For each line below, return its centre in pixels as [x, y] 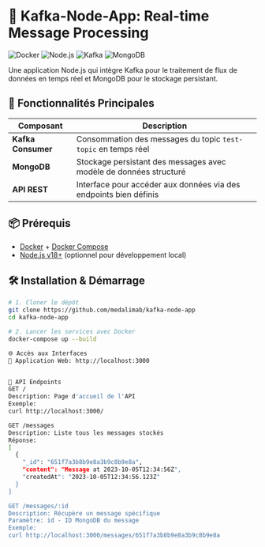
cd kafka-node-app [38, 318]
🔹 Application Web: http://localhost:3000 [79, 360]
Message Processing [78, 33]
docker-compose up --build [52, 339]
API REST [30, 189]
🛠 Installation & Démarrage [77, 280]
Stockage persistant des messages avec [151, 161]
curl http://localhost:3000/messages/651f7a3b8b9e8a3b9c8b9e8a [114, 536]
